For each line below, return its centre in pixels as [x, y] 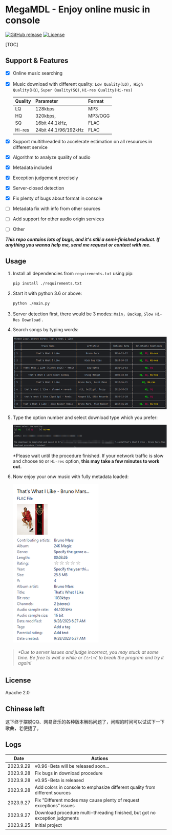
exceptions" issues [55, 805]
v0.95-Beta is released [60, 780]
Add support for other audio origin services [58, 219]
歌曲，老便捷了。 [23, 728]
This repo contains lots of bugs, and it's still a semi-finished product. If [82, 239]
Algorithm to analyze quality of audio [51, 157]
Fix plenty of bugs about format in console [57, 198]
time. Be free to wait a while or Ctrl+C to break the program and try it [91, 658]
